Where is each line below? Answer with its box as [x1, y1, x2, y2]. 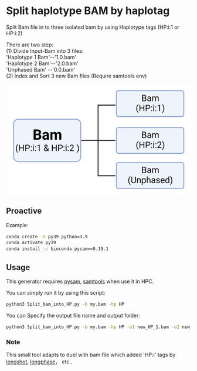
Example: [6, 221, 29, 228]
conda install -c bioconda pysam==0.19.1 [6, 246, 109, 252]
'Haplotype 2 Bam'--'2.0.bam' [6, 60, 79, 67]
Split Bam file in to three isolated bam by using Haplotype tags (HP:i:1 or [6, 23, 180, 31]
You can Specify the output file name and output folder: [6, 312, 141, 319]
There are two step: [6, 41, 54, 48]
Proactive [6, 206, 42, 216]
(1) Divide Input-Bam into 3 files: [6, 47, 84, 54]
